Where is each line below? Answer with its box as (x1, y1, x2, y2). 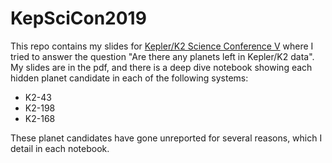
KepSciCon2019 (10, 7, 147, 30)
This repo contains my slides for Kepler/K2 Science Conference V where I (10, 40, 314, 52)
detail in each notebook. (10, 142, 110, 154)
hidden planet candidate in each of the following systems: (10, 72, 249, 84)
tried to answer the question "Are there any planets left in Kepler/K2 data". (10, 50, 315, 62)
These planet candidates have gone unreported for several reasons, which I (10, 132, 323, 144)
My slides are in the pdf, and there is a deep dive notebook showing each (10, 61, 313, 73)
